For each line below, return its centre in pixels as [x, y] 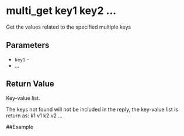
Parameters [28, 45]
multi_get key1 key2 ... [61, 11]
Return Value [30, 84]
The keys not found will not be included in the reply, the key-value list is [92, 109]
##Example [20, 127]
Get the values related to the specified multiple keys [69, 27]
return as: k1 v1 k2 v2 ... [34, 116]
